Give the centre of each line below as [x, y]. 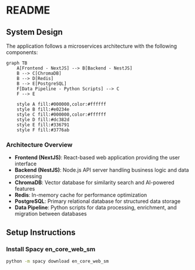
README [28, 10]
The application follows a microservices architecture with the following [92, 46]
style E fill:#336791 [43, 125]
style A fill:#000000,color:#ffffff [62, 104]
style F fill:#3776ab [43, 130]
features [25, 189]
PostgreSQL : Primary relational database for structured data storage [97, 201]
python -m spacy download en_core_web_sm [58, 261]
